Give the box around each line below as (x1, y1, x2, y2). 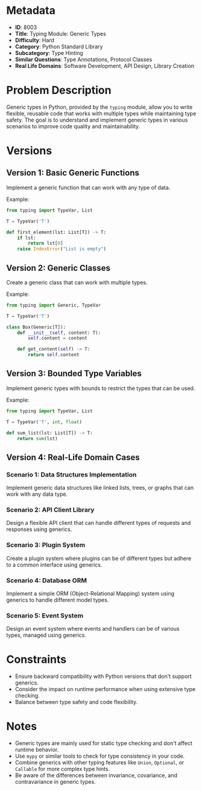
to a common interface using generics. (6, 561, 103, 568)
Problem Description (6, 83, 112, 97)
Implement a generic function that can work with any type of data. (6, 184, 171, 191)
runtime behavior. (14, 746, 59, 754)
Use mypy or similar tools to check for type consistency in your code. (14, 752, 185, 760)
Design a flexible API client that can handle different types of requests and (6, 519, 191, 527)
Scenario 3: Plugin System (6, 541, 86, 549)
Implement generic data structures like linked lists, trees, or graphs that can (6, 484, 194, 492)
